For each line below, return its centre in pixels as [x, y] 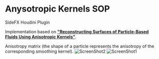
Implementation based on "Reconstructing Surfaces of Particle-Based [77, 31]
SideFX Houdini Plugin [28, 22]
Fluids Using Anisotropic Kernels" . [41, 37]
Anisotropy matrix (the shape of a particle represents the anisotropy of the [80, 46]
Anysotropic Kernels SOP [58, 9]
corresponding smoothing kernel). [39, 51]
